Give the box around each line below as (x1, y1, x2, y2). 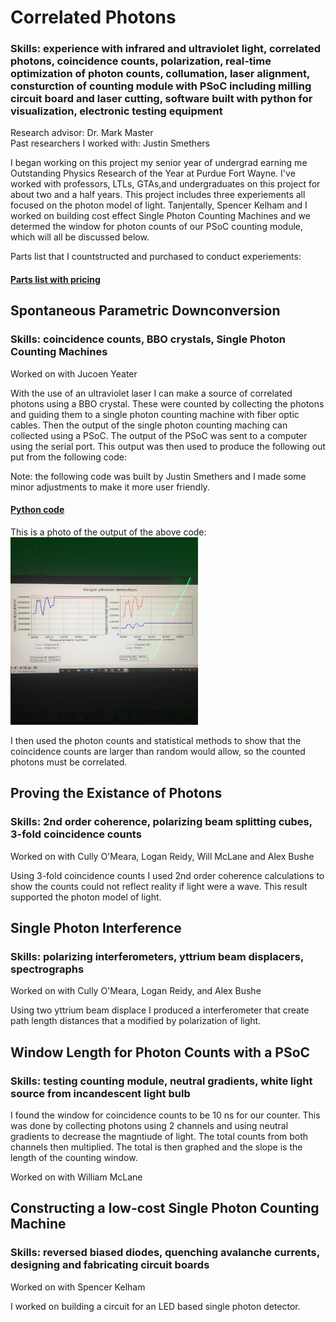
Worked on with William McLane (10, 1171, 143, 1183)
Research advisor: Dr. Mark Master (10, 127, 154, 139)
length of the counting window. (10, 1152, 138, 1164)
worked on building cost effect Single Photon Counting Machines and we (10, 210, 311, 222)
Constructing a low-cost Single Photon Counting (10, 1200, 320, 1217)
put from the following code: (10, 451, 128, 463)
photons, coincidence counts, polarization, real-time (10, 54, 272, 68)
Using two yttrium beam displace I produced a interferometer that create (10, 1004, 310, 1016)
